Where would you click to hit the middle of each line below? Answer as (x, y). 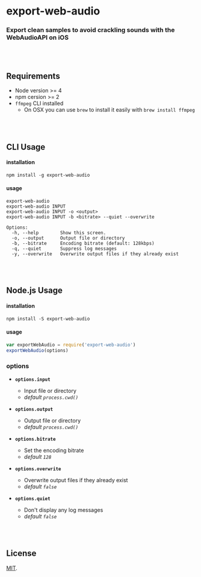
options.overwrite (38, 469)
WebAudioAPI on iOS (38, 37)
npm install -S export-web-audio (48, 319)
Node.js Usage (35, 291)
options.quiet (32, 499)
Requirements (33, 76)
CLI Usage (26, 147)
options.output (34, 409)
